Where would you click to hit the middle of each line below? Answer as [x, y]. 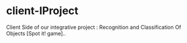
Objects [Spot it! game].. [36, 33]
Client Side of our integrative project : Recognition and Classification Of [94, 27]
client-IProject [42, 11]
